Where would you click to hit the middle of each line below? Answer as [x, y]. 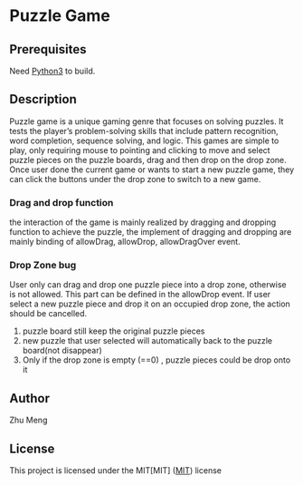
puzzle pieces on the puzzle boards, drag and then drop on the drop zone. [148, 160]
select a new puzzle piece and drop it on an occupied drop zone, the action [150, 304]
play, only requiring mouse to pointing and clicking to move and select [140, 150]
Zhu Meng [28, 420]
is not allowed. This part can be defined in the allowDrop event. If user [140, 295]
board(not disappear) [62, 351]
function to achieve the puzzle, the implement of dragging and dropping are [151, 232]
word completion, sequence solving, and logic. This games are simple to [144, 141]
